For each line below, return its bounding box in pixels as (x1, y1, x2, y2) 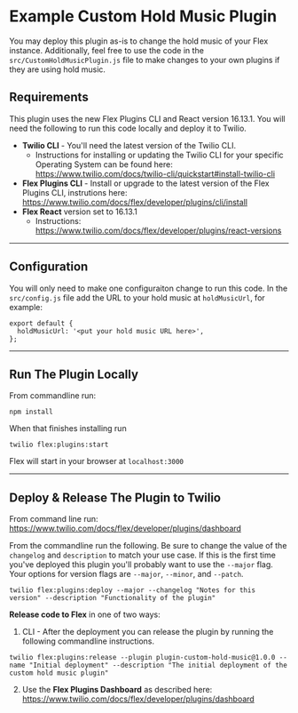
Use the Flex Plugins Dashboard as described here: (21, 685, 213, 695)
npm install (9, 407, 53, 417)
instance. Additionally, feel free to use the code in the (9, 44, 204, 55)
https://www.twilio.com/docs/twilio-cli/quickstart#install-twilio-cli (35, 168, 276, 179)
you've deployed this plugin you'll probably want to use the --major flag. (9, 559, 273, 570)
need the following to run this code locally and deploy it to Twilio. (9, 123, 247, 133)
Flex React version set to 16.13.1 (21, 206, 137, 217)
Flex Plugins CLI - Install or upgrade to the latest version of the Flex (21, 178, 270, 188)
